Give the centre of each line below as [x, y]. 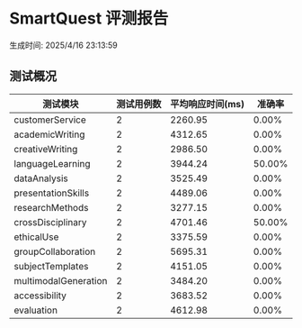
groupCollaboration [55, 251]
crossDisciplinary [50, 222]
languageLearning [53, 163]
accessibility [40, 296]
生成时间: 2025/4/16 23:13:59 [64, 45]
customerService [50, 120]
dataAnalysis [41, 178]
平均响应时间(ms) [208, 104]
